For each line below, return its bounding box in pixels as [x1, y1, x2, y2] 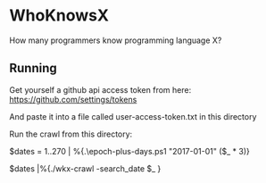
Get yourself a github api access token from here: [9, 84, 192, 95]
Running [9, 61, 58, 76]
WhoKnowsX [9, 5, 110, 26]
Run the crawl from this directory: [9, 129, 133, 139]
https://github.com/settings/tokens [9, 94, 137, 104]
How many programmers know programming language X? [9, 35, 222, 46]
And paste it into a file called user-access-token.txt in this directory [9, 111, 257, 121]
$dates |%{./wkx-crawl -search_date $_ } [9, 162, 162, 174]
